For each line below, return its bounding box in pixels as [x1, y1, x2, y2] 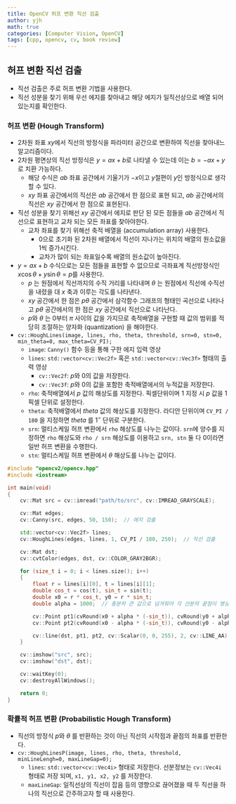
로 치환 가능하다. [17, 164, 63, 173]
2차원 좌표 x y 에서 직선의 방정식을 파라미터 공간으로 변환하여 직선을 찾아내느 [17, 138, 225, 147]
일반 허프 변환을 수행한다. [27, 442, 98, 450]
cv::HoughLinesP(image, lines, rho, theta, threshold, [17, 749, 182, 756]
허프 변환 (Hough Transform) [7, 121, 105, 131]
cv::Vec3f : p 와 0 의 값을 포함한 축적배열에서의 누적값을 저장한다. [38, 380, 216, 389]
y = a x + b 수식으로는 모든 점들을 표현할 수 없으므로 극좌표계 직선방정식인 [17, 261, 220, 270]
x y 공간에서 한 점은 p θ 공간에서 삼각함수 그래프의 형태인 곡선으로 [27, 297, 206, 305]
